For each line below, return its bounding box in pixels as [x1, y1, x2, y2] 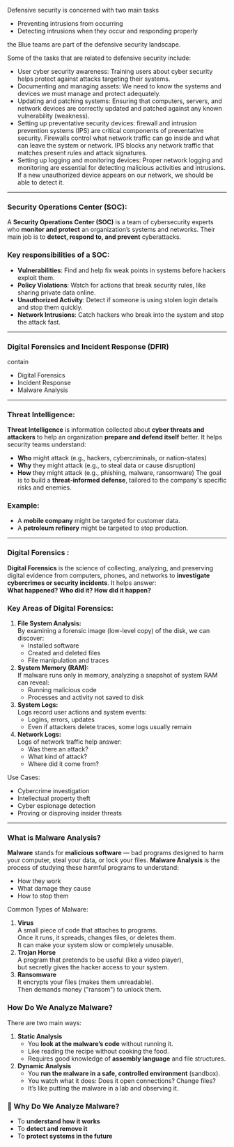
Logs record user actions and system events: [17, 708, 147, 717]
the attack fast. [17, 318, 61, 326]
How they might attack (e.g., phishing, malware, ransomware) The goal [17, 469, 221, 477]
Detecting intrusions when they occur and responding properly [17, 27, 198, 35]
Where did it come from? [27, 760, 100, 768]
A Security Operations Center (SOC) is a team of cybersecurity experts [7, 218, 214, 226]
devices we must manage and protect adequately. [17, 90, 162, 97]
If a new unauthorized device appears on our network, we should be [17, 171, 214, 179]
